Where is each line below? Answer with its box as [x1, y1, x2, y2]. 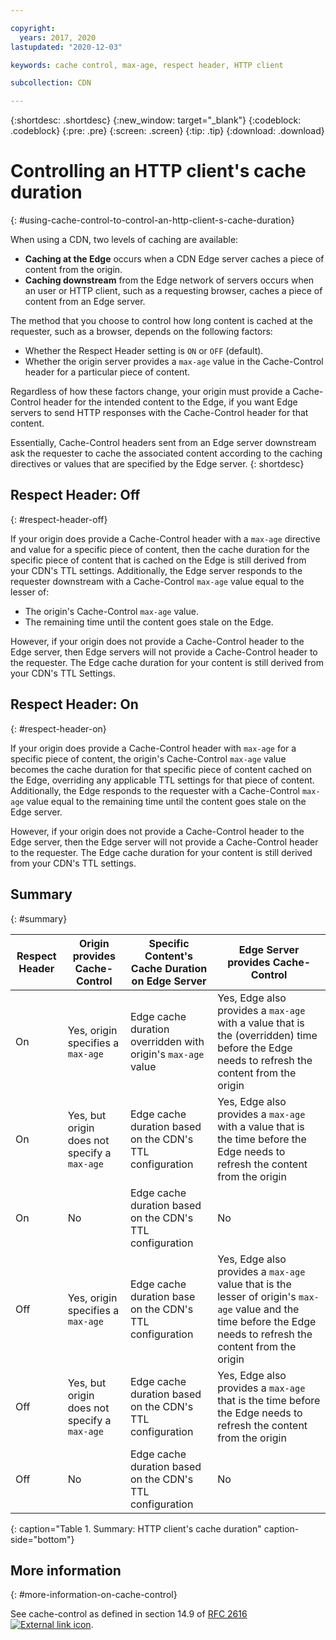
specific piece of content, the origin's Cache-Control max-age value [10, 752, 287, 765]
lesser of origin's [217, 1289, 297, 1303]
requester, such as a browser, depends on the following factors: [10, 326, 273, 338]
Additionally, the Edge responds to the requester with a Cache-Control [10, 784, 300, 796]
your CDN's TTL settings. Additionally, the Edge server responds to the [10, 564, 303, 576]
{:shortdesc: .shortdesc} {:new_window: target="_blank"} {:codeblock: [10, 114, 302, 126]
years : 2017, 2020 [19, 32, 97, 43]
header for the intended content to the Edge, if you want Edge [43, 396, 298, 408]
